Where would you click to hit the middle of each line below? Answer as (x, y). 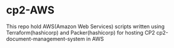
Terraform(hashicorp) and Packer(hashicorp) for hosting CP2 (81, 32)
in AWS (95, 39)
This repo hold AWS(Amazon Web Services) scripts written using (85, 26)
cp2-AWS (30, 10)
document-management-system (46, 39)
